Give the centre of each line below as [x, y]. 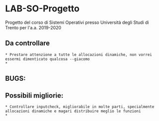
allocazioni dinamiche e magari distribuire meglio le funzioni [73, 111]
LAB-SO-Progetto [42, 9]
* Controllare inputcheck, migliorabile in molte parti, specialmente [80, 107]
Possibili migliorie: [34, 95]
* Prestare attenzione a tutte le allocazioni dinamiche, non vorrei [79, 55]
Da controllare [28, 43]
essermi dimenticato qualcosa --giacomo [48, 59]
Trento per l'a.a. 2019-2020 [33, 27]
